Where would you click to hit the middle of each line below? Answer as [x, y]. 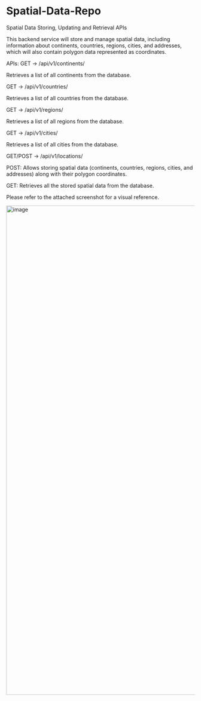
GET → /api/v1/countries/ [37, 86]
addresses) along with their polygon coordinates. [67, 174]
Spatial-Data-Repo [54, 11]
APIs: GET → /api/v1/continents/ [45, 63]
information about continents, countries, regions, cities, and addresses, [94, 45]
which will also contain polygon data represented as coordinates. [86, 51]
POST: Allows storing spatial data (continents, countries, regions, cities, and [100, 167]
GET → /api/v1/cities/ [32, 133]
